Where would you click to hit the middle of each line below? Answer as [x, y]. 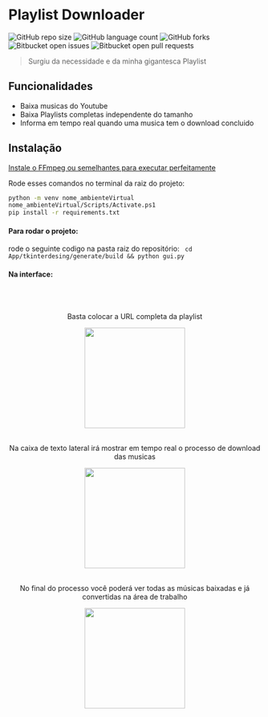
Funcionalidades [51, 86]
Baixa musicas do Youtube [64, 105]
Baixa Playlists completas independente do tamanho [106, 114]
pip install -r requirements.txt [64, 213]
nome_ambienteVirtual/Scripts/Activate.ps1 [82, 205]
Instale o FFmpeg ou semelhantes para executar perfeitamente [112, 167]
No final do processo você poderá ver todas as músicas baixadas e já [135, 588]
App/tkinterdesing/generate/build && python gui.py [96, 256]
